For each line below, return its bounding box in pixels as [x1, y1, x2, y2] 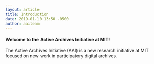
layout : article [5, 7, 40, 12]
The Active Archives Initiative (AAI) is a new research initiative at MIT [5, 48, 149, 54]
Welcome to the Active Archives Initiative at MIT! [5, 36, 110, 42]
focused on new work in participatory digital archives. [5, 53, 118, 59]
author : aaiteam [5, 21, 40, 26]
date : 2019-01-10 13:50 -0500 [5, 16, 69, 21]
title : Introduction [5, 12, 49, 17]
